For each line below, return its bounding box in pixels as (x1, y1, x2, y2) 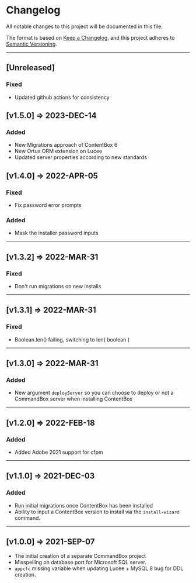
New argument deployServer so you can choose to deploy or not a (14, 389, 174, 396)
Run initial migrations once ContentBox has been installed (14, 502, 153, 509)
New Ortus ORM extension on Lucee (14, 147, 103, 155)
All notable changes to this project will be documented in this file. (6, 23, 163, 30)
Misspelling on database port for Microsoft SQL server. (14, 558, 147, 565)
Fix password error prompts (14, 202, 82, 208)
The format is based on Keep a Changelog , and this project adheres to (6, 34, 175, 41)
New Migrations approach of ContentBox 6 (14, 142, 118, 149)
